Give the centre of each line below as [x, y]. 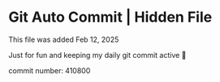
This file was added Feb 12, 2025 [64, 39]
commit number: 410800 [50, 70]
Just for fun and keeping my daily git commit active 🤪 [97, 55]
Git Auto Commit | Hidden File [110, 17]
